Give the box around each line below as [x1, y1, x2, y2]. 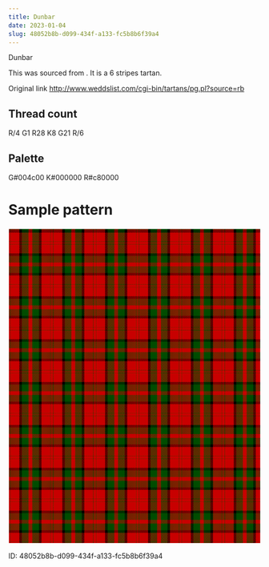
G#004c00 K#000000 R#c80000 [8, 173, 119, 182]
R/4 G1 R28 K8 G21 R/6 [8, 128, 84, 138]
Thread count [8, 107, 78, 120]
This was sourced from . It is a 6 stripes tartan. [8, 68, 163, 78]
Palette [8, 151, 45, 165]
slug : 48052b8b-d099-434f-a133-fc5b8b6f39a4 [8, 30, 159, 38]
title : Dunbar [8, 13, 56, 21]
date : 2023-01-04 [8, 21, 66, 30]
